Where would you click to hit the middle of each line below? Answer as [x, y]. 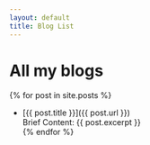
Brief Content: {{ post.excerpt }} [82, 122]
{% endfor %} [48, 132]
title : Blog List [42, 26]
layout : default [40, 18]
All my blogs [57, 71]
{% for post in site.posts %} [61, 95]
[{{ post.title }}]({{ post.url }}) [76, 113]
